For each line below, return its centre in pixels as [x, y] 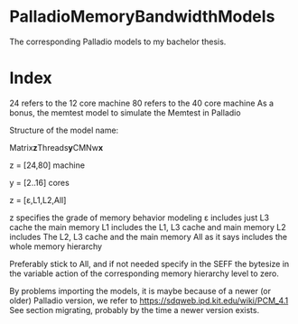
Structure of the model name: [64, 130]
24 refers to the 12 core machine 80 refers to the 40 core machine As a [141, 103]
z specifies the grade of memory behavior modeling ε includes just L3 [139, 218]
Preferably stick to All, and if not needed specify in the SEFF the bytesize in [149, 264]
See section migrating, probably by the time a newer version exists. [135, 310]
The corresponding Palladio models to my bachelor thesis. [118, 42]
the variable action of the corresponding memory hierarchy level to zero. [144, 273]
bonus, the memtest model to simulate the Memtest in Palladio [125, 112]
